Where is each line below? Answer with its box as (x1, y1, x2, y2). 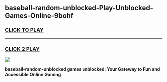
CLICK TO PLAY (5, 27, 44, 34)
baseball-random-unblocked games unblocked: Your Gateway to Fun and (5, 66, 160, 72)
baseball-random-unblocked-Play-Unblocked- (5, 4, 153, 12)
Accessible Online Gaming (5, 71, 61, 77)
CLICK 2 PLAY (5, 45, 40, 52)
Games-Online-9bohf (5, 12, 74, 20)
